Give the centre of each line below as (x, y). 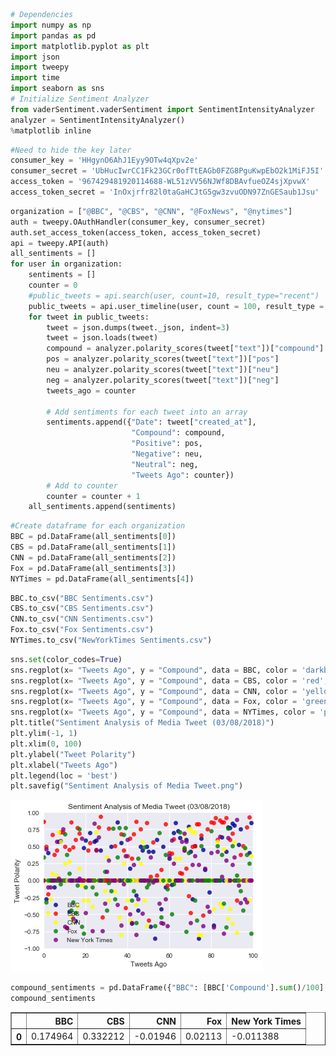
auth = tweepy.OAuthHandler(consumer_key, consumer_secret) (138, 222)
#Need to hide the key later (71, 150)
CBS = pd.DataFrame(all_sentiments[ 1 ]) (93, 547)
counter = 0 (53, 285)
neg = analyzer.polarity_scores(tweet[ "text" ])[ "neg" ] (163, 380)
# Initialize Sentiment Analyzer (80, 99)
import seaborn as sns (57, 89)
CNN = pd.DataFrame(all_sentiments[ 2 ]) (93, 557)
